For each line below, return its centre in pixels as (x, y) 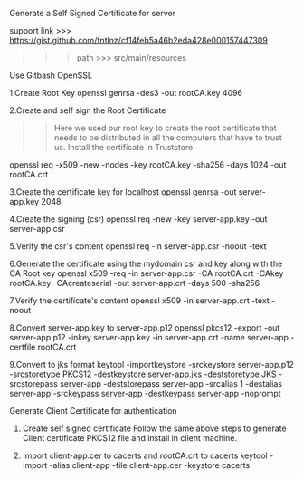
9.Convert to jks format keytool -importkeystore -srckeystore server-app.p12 (151, 364)
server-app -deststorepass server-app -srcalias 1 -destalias (171, 383)
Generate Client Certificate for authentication (94, 411)
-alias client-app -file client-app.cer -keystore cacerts (150, 465)
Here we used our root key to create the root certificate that (166, 128)
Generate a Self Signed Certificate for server (93, 13)
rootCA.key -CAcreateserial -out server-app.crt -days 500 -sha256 (135, 283)
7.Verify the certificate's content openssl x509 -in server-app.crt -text (139, 301)
